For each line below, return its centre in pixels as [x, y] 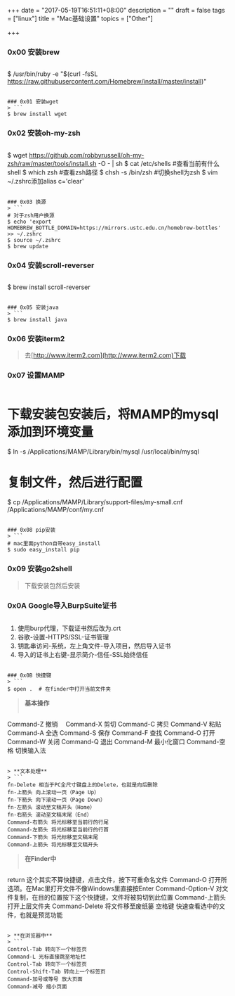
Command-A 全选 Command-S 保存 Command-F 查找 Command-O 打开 [111, 733]
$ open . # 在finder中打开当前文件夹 [59, 689]
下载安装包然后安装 [52, 585]
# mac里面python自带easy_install [54, 544]
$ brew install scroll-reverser [49, 287]
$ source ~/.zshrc [34, 240]
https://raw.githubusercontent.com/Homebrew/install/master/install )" [107, 82]
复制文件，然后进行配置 [75, 482]
